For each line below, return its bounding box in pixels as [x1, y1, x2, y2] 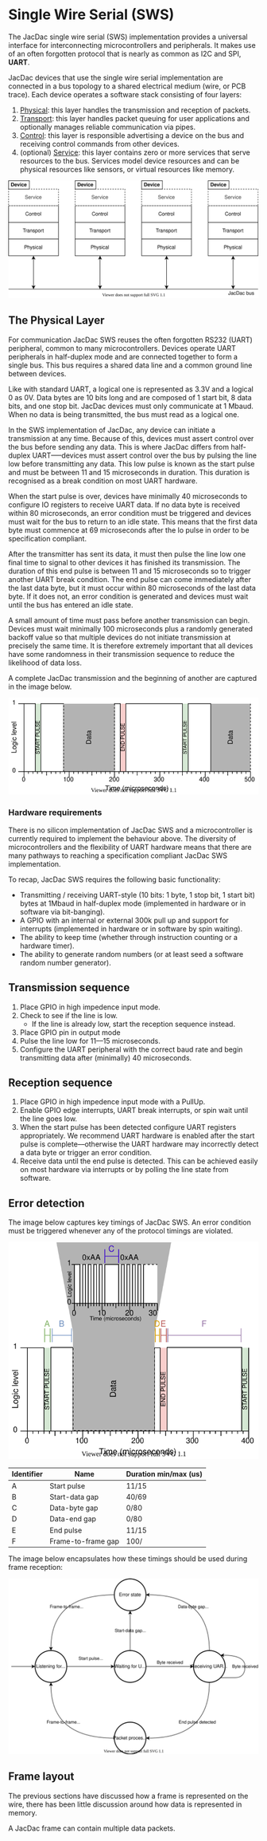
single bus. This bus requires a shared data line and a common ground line [8, 360, 253, 370]
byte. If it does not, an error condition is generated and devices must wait [8, 592, 249, 601]
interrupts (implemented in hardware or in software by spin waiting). [19, 923, 243, 934]
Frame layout [8, 1770, 75, 1784]
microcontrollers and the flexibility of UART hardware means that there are [8, 842, 252, 852]
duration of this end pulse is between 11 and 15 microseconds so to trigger [8, 566, 251, 576]
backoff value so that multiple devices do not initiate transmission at [8, 632, 231, 642]
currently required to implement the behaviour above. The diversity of [8, 833, 237, 843]
